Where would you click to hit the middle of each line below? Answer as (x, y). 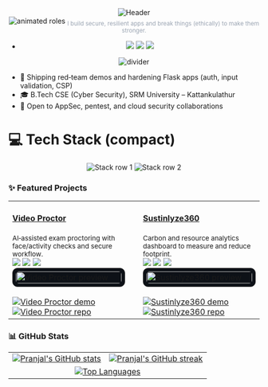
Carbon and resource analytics (191, 238)
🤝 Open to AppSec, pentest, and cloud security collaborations (121, 106)
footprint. (158, 254)
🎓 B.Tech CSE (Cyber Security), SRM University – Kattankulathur (127, 94)
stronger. (134, 30)
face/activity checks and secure (63, 246)
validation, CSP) (46, 85)
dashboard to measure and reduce (197, 246)
